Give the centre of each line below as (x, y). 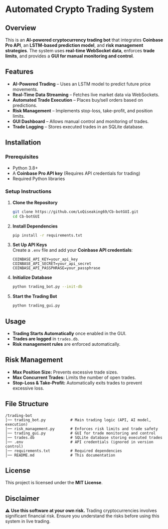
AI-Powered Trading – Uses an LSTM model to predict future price (81, 84)
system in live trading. (28, 521)
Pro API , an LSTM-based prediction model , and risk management (74, 45)
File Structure (27, 404)
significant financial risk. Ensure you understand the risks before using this (82, 516)
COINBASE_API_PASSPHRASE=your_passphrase (56, 268)
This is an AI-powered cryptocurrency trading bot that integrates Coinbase (84, 40)
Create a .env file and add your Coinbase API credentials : (72, 250)
